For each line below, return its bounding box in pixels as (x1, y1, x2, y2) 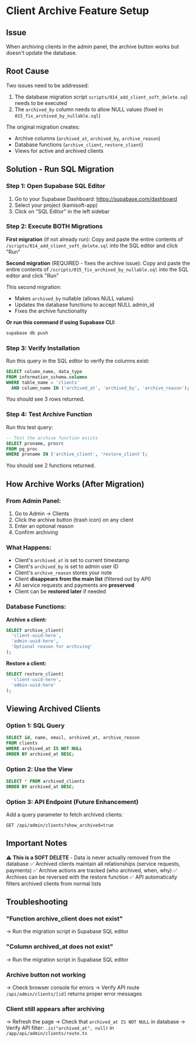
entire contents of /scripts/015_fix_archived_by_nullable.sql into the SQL (6, 265, 189, 273)
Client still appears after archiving (6, 1004, 105, 1013)
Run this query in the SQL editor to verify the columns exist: (6, 357, 150, 364)
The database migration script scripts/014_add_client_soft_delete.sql (14, 93, 188, 100)
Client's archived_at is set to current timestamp (14, 557, 130, 564)
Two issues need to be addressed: (6, 82, 89, 89)
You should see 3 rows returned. (6, 395, 85, 403)
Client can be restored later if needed (14, 588, 106, 595)
